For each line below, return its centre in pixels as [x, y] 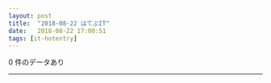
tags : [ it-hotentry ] [43, 38]
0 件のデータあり [36, 62]
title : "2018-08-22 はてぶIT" [59, 23]
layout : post [30, 16]
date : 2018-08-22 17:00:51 [57, 31]
